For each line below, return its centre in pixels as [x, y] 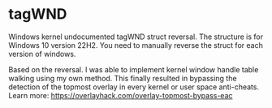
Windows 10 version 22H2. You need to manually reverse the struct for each [136, 45]
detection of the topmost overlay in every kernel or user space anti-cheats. [134, 87]
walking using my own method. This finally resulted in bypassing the [123, 78]
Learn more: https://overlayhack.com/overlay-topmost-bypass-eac [121, 95]
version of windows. [42, 54]
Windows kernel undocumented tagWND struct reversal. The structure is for [136, 37]
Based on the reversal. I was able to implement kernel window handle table [134, 69]
